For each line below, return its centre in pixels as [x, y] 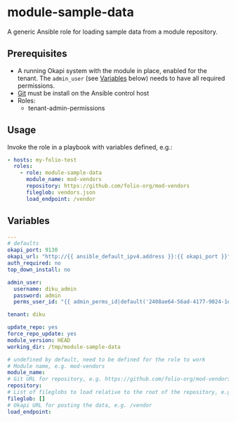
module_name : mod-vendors [64, 180]
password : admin [37, 296]
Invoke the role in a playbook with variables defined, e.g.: [90, 147]
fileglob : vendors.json [61, 192]
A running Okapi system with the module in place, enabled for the [112, 70]
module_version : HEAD [39, 340]
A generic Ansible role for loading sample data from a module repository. [112, 32]
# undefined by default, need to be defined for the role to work [106, 360]
